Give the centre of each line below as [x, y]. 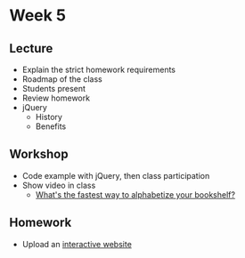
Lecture [31, 48]
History [49, 117]
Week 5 [38, 16]
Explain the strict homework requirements [99, 69]
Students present [54, 89]
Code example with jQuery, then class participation [116, 175]
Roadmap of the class [62, 79]
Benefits [51, 126]
